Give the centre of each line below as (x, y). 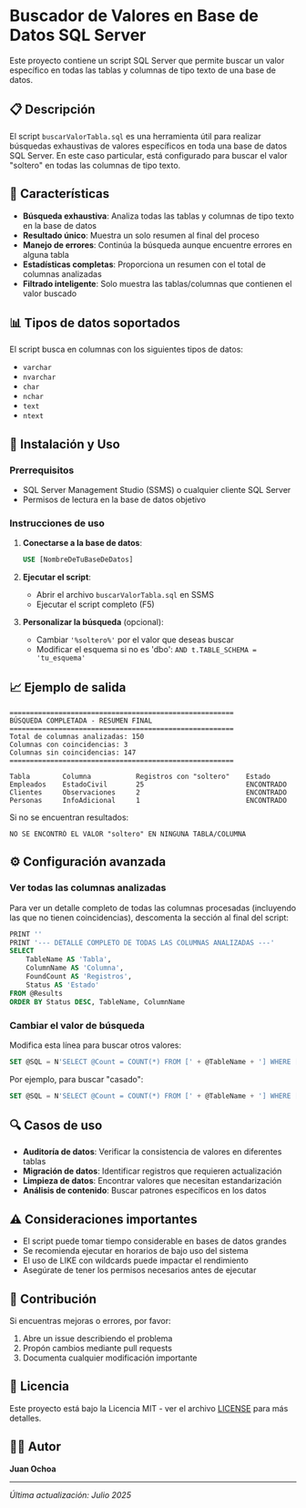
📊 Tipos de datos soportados (95, 323)
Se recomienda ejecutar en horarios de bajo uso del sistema (135, 1251)
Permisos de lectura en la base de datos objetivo (114, 500)
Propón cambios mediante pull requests (97, 1349)
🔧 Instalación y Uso (65, 444)
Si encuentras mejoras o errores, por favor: (90, 1321)
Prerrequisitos (42, 470)
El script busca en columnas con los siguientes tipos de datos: (127, 349)
